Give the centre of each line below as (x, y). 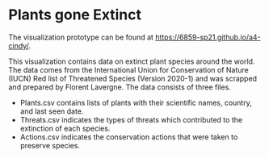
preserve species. (50, 145)
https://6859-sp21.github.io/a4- (208, 37)
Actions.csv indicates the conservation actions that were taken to (129, 137)
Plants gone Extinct (75, 15)
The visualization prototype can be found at (81, 37)
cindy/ (19, 45)
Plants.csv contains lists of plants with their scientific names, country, (136, 102)
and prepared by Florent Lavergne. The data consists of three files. (120, 87)
